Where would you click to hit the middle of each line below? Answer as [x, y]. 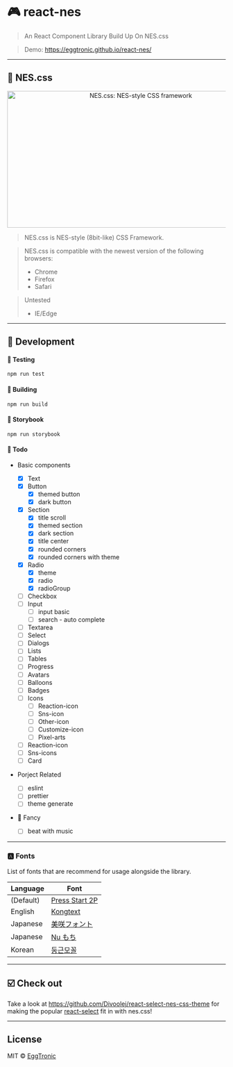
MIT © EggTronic [32, 1056]
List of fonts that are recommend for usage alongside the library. [99, 871]
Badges [38, 690]
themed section [60, 526]
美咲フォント [72, 924]
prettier [38, 796]
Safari [43, 286]
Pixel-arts [52, 737]
